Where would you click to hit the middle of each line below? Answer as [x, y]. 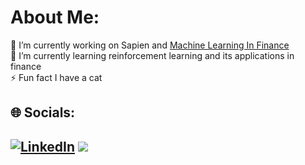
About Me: [55, 17]
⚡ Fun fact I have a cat [56, 77]
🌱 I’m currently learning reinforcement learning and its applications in [152, 55]
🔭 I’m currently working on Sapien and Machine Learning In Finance [150, 45]
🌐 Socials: [43, 112]
